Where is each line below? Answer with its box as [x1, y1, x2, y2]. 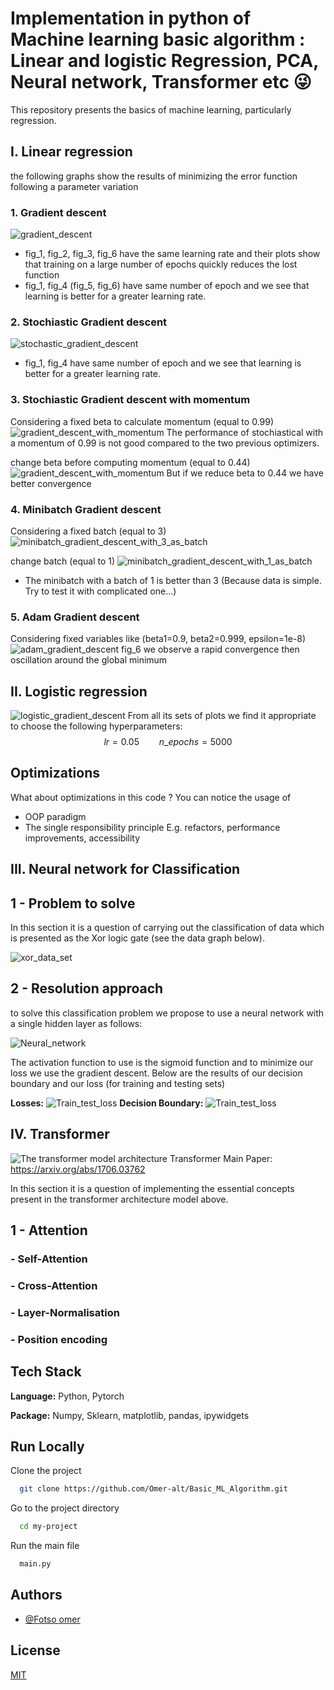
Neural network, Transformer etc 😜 [10, 71, 312, 94]
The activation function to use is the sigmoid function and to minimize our [10, 1056, 314, 1068]
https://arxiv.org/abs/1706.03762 [10, 1163, 146, 1175]
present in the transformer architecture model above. [10, 1193, 229, 1205]
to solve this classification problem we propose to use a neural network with [10, 1007, 325, 1019]
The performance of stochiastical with [166, 426, 324, 438]
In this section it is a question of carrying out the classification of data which [10, 922, 325, 934]
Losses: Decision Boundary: [10, 1097, 204, 1109]
